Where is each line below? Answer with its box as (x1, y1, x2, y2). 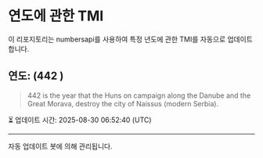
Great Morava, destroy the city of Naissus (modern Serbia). (27, 99, 219, 108)
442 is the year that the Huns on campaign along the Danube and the (27, 91, 251, 100)
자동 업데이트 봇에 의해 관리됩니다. (8, 142, 113, 151)
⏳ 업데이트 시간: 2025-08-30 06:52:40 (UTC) (8, 115, 152, 124)
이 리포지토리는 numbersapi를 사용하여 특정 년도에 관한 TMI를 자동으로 (8, 34, 226, 44)
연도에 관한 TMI (8, 7, 104, 25)
